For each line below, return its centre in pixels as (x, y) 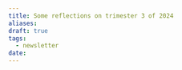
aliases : (23, 23)
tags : (17, 38)
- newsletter (37, 46)
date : (17, 53)
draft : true (28, 31)
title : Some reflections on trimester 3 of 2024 (91, 16)
